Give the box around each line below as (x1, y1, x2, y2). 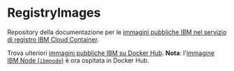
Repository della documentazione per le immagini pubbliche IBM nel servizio (7, 28, 227, 36)
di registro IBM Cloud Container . (7, 35, 100, 43)
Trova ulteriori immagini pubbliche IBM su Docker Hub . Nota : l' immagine (7, 49, 214, 57)
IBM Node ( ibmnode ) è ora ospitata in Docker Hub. (7, 56, 150, 64)
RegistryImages (7, 5, 101, 21)
